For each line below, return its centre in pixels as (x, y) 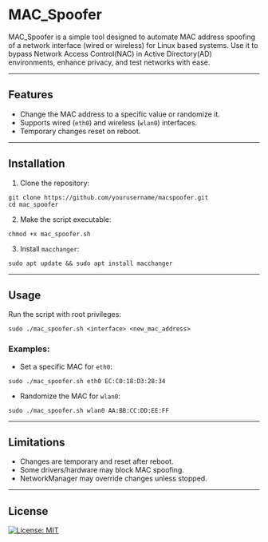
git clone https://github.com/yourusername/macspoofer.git (108, 197)
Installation (37, 164)
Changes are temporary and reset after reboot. (97, 461)
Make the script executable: (65, 219)
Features (31, 95)
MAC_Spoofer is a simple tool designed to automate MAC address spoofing (132, 37)
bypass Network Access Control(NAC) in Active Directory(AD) (110, 53)
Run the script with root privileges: (65, 315)
